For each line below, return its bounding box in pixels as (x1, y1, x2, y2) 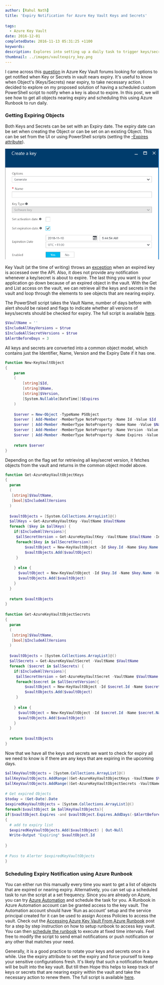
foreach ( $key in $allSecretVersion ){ (16, 540, 93, 544)
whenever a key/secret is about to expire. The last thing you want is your (5, 275, 151, 281)
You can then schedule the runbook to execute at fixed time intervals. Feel (5, 929, 155, 934)
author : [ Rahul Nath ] (5, 8, 49, 13)
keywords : (5, 44, 25, 49)
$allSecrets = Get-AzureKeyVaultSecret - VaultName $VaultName (9, 659, 139, 664)
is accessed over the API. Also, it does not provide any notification (5, 270, 139, 276)
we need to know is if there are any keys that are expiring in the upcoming (5, 755, 154, 761)
